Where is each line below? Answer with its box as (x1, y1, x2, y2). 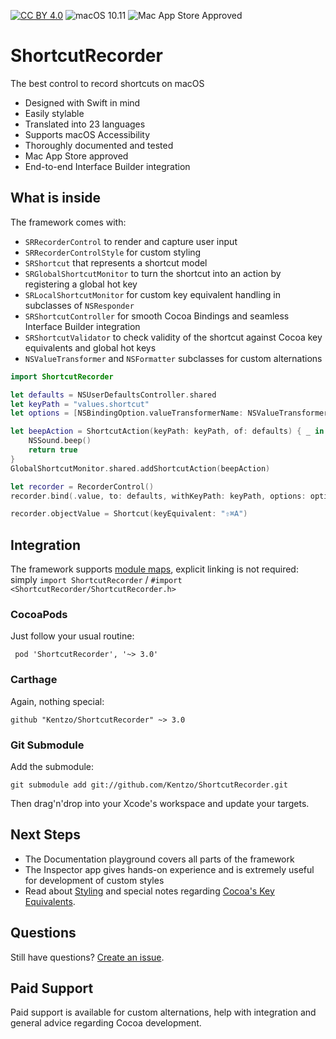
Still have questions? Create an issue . (10, 951, 165, 963)
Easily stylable (24, 107, 85, 119)
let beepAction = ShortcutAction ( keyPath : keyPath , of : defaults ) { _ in (10, 426, 325, 437)
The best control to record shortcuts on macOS (10, 77, 205, 89)
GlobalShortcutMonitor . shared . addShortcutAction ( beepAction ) (10, 463, 271, 474)
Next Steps (10, 826, 81, 844)
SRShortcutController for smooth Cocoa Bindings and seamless (24, 310, 290, 322)
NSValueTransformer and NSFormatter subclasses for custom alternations (24, 352, 323, 364)
